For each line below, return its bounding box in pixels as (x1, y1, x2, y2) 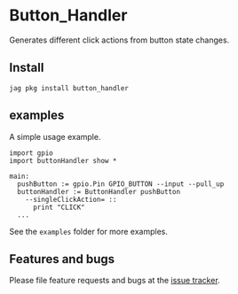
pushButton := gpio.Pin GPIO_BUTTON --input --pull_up (17, 179, 225, 189)
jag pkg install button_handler (9, 83, 129, 93)
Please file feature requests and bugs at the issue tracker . (9, 275, 220, 286)
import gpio (9, 148, 53, 158)
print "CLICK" (32, 203, 86, 212)
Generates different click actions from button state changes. (9, 35, 230, 45)
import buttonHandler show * (9, 156, 117, 165)
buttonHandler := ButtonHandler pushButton (17, 187, 180, 196)
